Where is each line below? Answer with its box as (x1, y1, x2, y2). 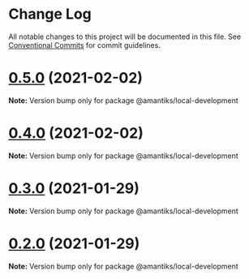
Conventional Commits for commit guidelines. (8, 40, 161, 49)
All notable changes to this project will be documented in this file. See (8, 32, 242, 41)
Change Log (8, 5, 92, 24)
